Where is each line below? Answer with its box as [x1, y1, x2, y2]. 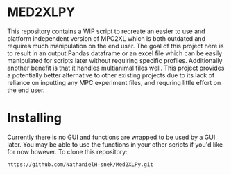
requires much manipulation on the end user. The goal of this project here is [7, 42, 224, 50]
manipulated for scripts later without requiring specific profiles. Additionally [7, 56, 223, 64]
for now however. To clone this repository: [7, 147, 128, 156]
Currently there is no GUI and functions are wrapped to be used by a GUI [7, 133, 216, 141]
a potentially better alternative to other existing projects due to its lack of [7, 71, 215, 80]
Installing [7, 110, 62, 126]
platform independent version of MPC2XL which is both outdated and [7, 34, 206, 42]
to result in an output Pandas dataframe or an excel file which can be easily [7, 49, 223, 57]
